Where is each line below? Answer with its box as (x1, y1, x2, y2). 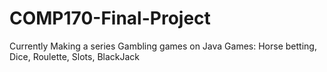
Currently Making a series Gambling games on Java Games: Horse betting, (9, 40, 317, 52)
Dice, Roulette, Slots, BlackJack (9, 50, 141, 62)
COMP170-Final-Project (9, 7, 211, 30)
